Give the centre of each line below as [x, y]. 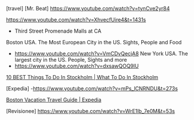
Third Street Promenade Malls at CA [58, 31]
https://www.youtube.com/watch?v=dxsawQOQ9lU [76, 66]
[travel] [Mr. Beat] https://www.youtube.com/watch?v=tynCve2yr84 [88, 8]
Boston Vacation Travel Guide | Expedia [54, 100]
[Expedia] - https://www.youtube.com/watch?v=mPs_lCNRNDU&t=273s [92, 89]
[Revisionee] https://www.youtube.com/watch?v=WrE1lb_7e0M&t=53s [91, 111]
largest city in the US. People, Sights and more [71, 60]
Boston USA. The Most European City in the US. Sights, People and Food [94, 42]
